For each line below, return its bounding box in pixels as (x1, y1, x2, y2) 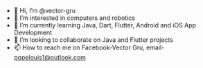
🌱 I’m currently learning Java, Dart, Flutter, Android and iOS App (13, 21, 196, 29)
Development (13, 28, 53, 36)
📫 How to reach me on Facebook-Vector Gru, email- (13, 43, 165, 52)
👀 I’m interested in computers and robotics (13, 14, 135, 22)
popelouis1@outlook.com (13, 54, 87, 61)
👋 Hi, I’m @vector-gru (13, 7, 76, 14)
